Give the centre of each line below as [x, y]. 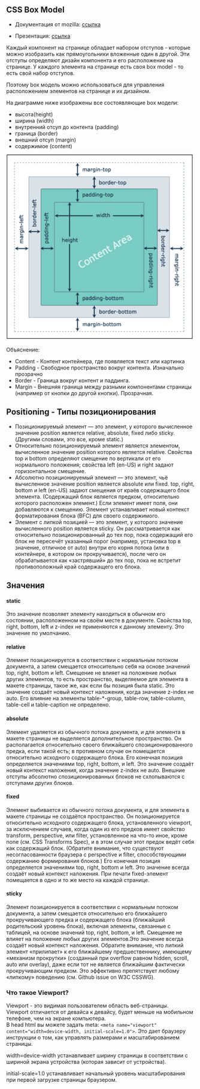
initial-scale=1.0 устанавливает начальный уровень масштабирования [96, 1073]
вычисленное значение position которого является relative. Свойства [104, 452]
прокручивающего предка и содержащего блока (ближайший [86, 920]
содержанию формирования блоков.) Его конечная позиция [83, 861]
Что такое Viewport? [37, 992]
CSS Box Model [35, 10]
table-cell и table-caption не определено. [58, 705]
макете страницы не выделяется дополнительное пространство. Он [94, 738]
